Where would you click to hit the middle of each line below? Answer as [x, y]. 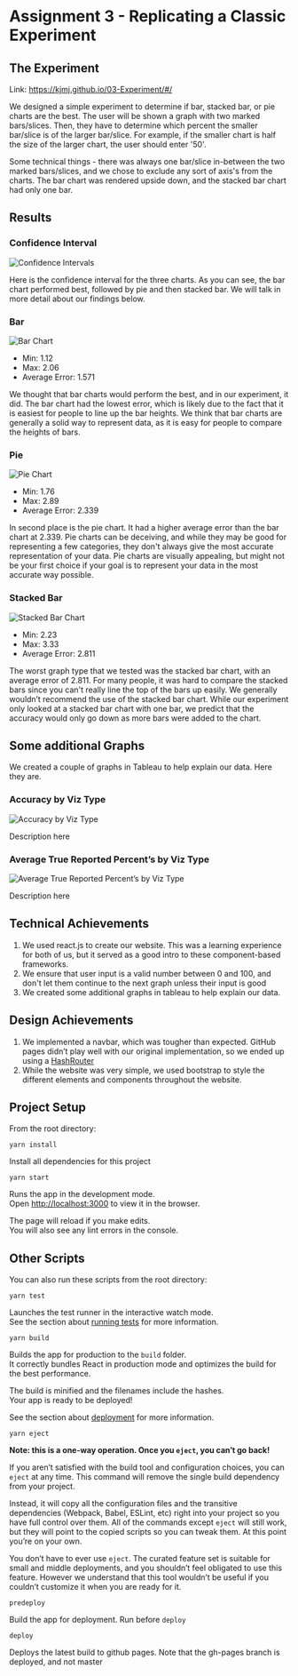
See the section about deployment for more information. [112, 1417]
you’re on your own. [46, 1541]
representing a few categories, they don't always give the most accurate [141, 547]
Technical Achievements [79, 924]
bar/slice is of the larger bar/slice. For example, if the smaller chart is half [143, 135]
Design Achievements [71, 1021]
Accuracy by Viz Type [58, 800]
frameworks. [45, 964]
